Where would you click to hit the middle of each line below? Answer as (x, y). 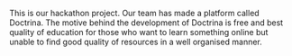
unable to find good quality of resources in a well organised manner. (136, 42)
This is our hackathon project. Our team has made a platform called (134, 13)
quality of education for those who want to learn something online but (139, 32)
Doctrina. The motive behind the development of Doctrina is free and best (146, 23)
